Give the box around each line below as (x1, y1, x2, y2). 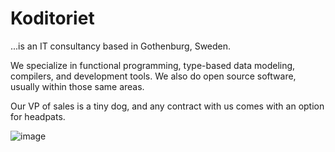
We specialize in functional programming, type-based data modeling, (10, 59, 296, 71)
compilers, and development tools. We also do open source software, (10, 70, 297, 82)
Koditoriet (10, 7, 95, 30)
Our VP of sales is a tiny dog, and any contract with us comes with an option (10, 100, 325, 112)
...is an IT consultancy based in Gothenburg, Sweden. (10, 40, 232, 52)
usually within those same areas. (10, 80, 145, 92)
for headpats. (10, 110, 66, 122)
